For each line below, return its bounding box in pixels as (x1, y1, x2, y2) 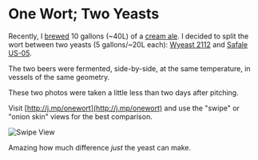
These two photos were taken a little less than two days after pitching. (8, 87, 239, 97)
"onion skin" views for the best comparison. (8, 111, 153, 121)
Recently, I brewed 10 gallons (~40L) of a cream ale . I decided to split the (8, 31, 249, 41)
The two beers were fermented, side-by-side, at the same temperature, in (8, 63, 251, 73)
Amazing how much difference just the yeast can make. (8, 142, 192, 152)
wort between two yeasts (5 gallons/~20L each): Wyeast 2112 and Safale (8, 39, 248, 49)
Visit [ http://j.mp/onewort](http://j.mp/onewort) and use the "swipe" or (8, 103, 240, 113)
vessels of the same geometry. (8, 72, 110, 82)
